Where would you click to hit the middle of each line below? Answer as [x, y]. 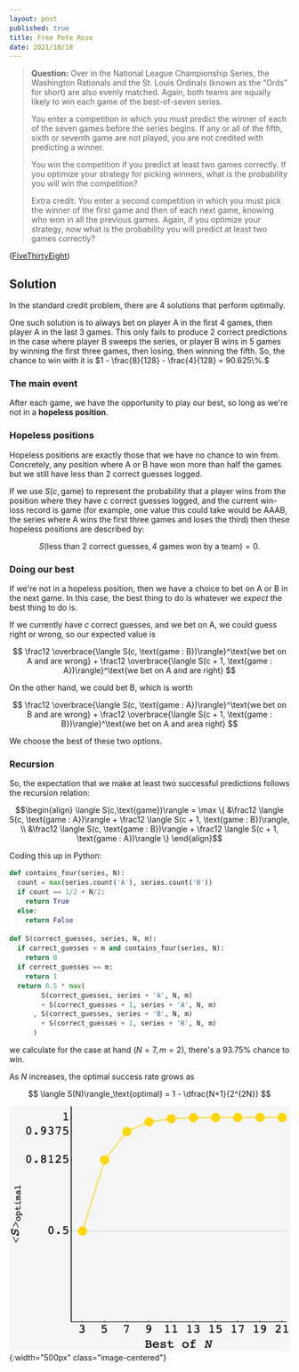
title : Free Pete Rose [51, 37]
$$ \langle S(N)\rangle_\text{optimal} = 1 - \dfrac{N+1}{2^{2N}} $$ [149, 1094]
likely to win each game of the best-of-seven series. [126, 101]
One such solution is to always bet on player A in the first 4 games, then [141, 323]
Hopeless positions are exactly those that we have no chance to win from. [145, 455]
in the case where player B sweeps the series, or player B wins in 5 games [145, 342]
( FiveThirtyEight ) [40, 256]
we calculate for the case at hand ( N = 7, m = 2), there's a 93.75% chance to [149, 1050]
